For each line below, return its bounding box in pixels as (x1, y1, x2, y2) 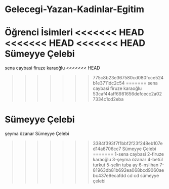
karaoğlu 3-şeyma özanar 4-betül (93, 157, 163, 163)
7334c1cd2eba (93, 96, 124, 102)
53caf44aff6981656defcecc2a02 (93, 91, 162, 97)
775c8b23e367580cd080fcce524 (93, 75, 164, 81)
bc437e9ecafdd (93, 173, 126, 179)
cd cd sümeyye (126, 173, 159, 179)
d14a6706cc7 (93, 146, 121, 152)
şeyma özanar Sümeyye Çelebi (5, 130, 69, 137)
